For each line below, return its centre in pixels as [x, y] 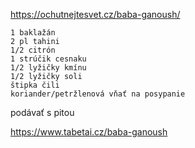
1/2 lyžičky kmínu [48, 68]
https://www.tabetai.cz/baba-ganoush [89, 132]
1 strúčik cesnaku [48, 59]
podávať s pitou [42, 112]
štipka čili [35, 85]
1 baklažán [33, 33]
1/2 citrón [33, 50]
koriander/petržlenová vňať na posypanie [98, 94]
